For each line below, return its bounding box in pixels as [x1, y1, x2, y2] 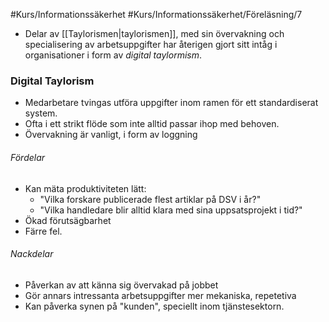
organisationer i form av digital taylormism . [24, 49, 203, 61]
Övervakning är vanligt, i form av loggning [24, 129, 198, 141]
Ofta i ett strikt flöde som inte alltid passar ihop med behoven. [24, 118, 280, 130]
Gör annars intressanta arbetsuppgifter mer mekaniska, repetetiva [24, 289, 297, 301]
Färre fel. [24, 225, 63, 237]
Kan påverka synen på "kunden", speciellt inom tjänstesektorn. [24, 300, 285, 312]
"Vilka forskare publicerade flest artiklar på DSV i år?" [39, 193, 262, 205]
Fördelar [10, 151, 46, 163]
